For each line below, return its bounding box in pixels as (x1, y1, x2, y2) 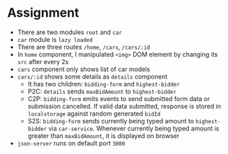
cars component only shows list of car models (17, 65, 151, 73)
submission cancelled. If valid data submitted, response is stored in (27, 102, 222, 110)
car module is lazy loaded (17, 35, 93, 43)
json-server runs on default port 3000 (17, 139, 126, 147)
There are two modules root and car (17, 28, 122, 36)
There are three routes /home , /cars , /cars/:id (17, 43, 151, 51)
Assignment (7, 5, 79, 21)
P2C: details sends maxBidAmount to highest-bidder (27, 87, 176, 95)
